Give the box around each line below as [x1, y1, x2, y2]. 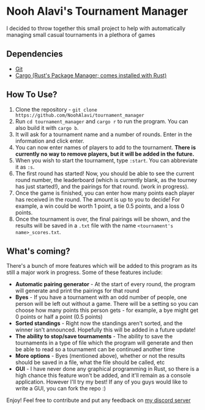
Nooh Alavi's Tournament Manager [6, 4, 188, 18]
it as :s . [15, 163, 35, 170]
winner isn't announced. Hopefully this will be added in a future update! [15, 326, 196, 333]
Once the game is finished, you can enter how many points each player [15, 189, 195, 197]
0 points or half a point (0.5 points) [15, 313, 103, 321]
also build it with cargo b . [15, 124, 79, 131]
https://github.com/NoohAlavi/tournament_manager [15, 112, 145, 118]
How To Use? [6, 89, 58, 100]
